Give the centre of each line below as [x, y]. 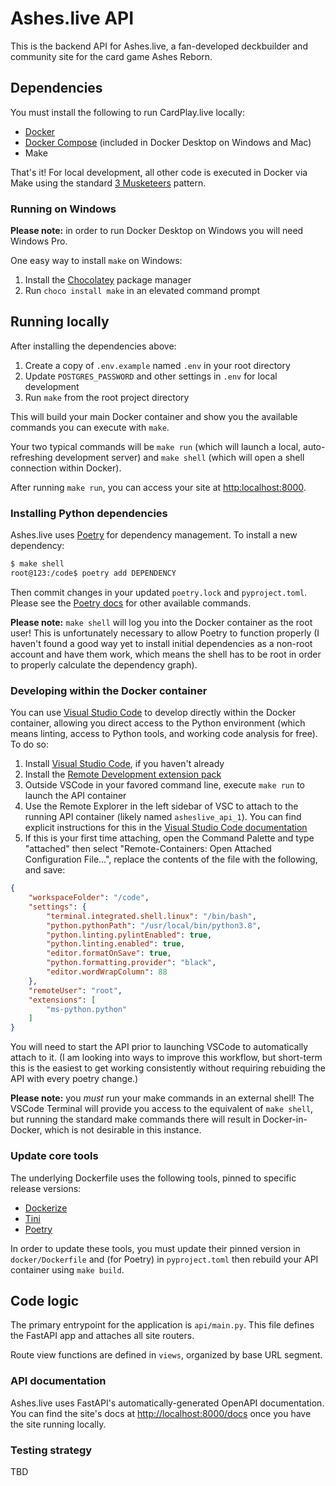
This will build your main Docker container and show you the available [154, 416]
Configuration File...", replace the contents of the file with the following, [171, 859]
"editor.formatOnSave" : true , [109, 953]
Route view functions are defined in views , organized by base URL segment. [166, 1355]
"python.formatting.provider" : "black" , [131, 963]
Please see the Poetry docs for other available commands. [131, 603]
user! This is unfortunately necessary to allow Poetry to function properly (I [165, 633]
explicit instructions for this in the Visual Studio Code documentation [166, 828]
